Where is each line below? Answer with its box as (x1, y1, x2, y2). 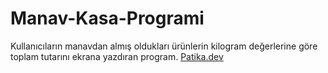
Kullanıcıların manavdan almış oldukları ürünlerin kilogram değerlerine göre (10, 40, 318, 52)
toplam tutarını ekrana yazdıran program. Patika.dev (10, 50, 224, 62)
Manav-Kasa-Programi (10, 7, 205, 30)
